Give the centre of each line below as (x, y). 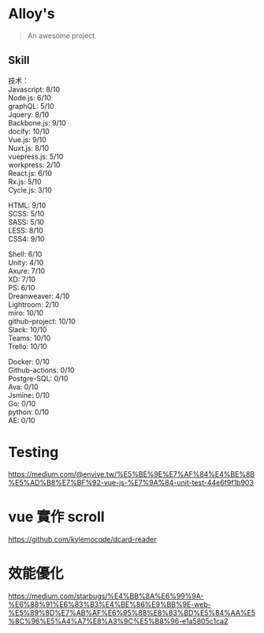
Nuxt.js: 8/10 (29, 148)
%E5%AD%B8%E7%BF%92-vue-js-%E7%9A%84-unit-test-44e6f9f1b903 (131, 482)
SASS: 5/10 (26, 222)
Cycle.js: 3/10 (30, 189)
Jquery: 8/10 (29, 114)
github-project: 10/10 (42, 321)
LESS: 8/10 (26, 230)
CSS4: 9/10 (26, 238)
